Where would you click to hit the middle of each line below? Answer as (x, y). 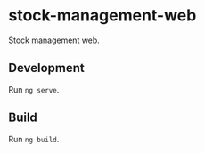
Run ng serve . (34, 89)
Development (47, 68)
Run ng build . (34, 139)
